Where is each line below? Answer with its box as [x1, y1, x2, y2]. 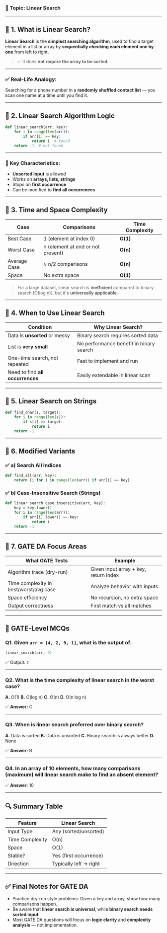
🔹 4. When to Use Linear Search [5, 309, 105, 317]
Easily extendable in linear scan [77, 372, 151, 379]
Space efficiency [7, 594, 47, 601]
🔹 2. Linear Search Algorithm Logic [5, 111, 115, 120]
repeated [7, 360, 29, 367]
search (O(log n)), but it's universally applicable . [17, 290, 118, 296]
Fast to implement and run [77, 357, 138, 364]
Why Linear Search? [93, 323, 143, 330]
